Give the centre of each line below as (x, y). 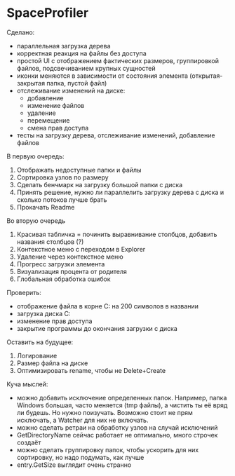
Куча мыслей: (27, 384)
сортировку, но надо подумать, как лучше (80, 457)
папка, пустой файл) (77, 83)
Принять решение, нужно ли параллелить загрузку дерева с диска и (120, 192)
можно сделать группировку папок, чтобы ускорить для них (108, 449)
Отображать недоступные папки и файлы (79, 170)
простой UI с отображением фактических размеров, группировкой (117, 60)
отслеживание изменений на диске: (71, 90)
